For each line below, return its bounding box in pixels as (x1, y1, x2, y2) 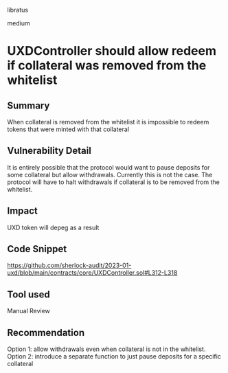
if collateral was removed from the (7, 58, 207, 74)
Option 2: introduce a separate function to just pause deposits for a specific (7, 352, 222, 361)
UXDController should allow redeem (7, 43, 216, 59)
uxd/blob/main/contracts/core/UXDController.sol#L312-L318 (7, 269, 178, 277)
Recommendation (7, 326, 84, 339)
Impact (7, 205, 38, 217)
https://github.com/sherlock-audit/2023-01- (7, 261, 132, 270)
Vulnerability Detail (7, 145, 91, 157)
